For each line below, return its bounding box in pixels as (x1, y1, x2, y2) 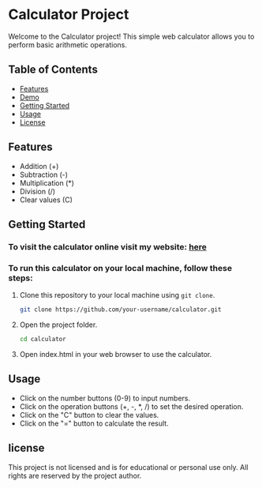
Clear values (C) (19, 195, 73, 205)
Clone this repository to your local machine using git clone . (19, 291, 215, 300)
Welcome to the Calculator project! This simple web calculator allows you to (8, 32, 255, 41)
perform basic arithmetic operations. (8, 39, 128, 49)
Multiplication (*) (19, 178, 75, 187)
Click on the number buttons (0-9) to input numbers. (19, 393, 191, 403)
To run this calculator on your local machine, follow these (8, 262, 233, 273)
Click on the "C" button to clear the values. (19, 410, 159, 419)
